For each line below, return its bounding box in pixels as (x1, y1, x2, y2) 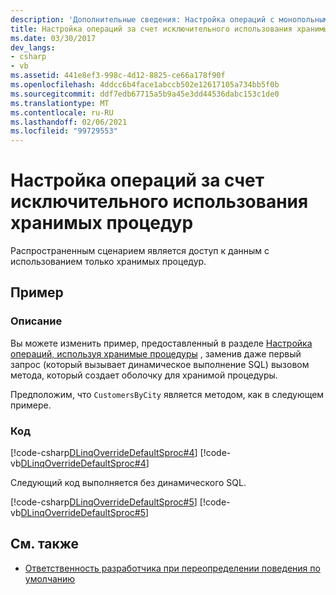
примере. (10, 399, 52, 411)
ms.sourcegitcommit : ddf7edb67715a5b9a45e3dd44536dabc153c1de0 (10, 89, 280, 99)
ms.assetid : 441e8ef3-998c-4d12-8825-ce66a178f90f (10, 71, 226, 81)
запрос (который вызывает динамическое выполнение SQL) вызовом (10, 358, 310, 370)
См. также (10, 536, 80, 553)
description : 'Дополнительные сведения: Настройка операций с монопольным (10, 14, 329, 25)
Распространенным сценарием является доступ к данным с (10, 245, 270, 257)
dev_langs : (10, 42, 56, 53)
